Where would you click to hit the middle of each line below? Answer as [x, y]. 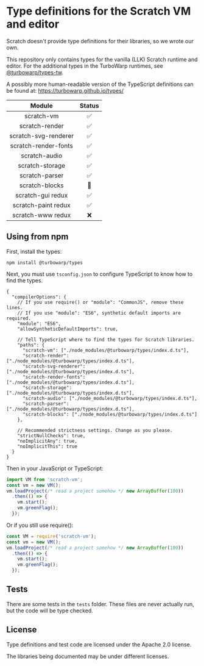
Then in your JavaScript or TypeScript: [55, 468]
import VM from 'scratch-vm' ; [45, 479]
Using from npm [37, 237]
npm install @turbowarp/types [45, 263]
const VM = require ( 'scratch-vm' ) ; [51, 536]
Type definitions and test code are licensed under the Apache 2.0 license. [99, 644]
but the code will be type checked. [50, 610]
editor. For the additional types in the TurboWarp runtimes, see [85, 66]
